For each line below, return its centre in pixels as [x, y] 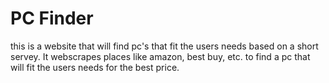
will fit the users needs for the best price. [95, 67]
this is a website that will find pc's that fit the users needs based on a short [164, 46]
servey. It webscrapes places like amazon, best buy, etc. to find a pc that [160, 56]
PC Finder [52, 18]
